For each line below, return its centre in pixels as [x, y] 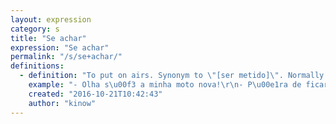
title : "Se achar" [48, 38]
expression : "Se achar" [60, 47]
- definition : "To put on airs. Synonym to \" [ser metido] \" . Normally [172, 76]
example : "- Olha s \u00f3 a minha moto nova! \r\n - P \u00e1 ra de [165, 85]
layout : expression [51, 19]
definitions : [37, 66]
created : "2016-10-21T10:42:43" [95, 94]
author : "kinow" [62, 103]
